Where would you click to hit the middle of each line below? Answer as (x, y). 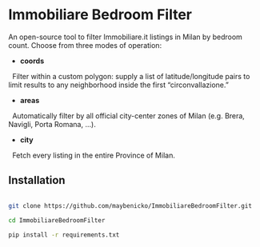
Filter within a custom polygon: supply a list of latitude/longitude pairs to (131, 76)
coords (32, 61)
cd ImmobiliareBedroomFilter (57, 220)
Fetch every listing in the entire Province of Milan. (94, 155)
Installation (37, 180)
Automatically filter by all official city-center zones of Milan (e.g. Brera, (128, 116)
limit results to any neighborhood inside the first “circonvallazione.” (119, 85)
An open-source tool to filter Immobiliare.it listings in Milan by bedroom (125, 37)
